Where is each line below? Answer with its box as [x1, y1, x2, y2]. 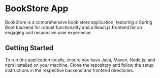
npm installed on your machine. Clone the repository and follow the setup [5, 62, 154, 68]
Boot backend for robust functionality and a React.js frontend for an [5, 24, 143, 30]
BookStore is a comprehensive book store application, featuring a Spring [5, 19, 153, 25]
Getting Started [5, 44, 54, 52]
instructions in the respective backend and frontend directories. [5, 67, 134, 73]
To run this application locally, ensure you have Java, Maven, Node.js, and [5, 57, 156, 63]
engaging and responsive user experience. [5, 29, 92, 35]
